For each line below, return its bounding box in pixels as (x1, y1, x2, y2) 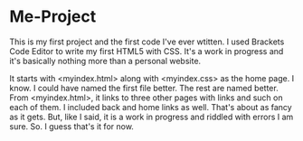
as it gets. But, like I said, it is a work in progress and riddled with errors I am (9, 111, 294, 122)
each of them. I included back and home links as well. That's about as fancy (9, 101, 292, 112)
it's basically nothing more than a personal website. (9, 55, 202, 66)
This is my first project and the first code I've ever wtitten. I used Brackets (9, 36, 285, 47)
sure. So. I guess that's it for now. (9, 120, 134, 132)
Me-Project (9, 6, 97, 27)
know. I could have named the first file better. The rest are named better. (9, 82, 279, 93)
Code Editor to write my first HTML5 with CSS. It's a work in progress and (9, 45, 284, 56)
